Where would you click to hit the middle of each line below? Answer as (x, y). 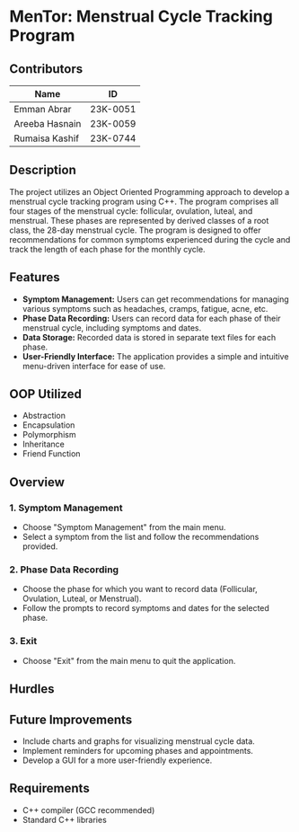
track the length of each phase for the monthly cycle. (107, 249)
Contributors (46, 69)
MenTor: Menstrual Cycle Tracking (141, 17)
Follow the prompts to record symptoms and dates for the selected (145, 608)
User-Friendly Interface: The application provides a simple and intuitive (155, 356)
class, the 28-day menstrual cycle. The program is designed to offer (135, 230)
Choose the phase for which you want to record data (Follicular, (140, 589)
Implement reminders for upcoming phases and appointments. (138, 750)
